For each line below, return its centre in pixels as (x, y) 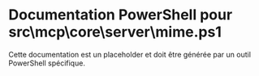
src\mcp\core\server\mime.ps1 (115, 32)
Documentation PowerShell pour (121, 15)
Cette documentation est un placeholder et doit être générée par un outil (130, 54)
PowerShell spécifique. (47, 63)
